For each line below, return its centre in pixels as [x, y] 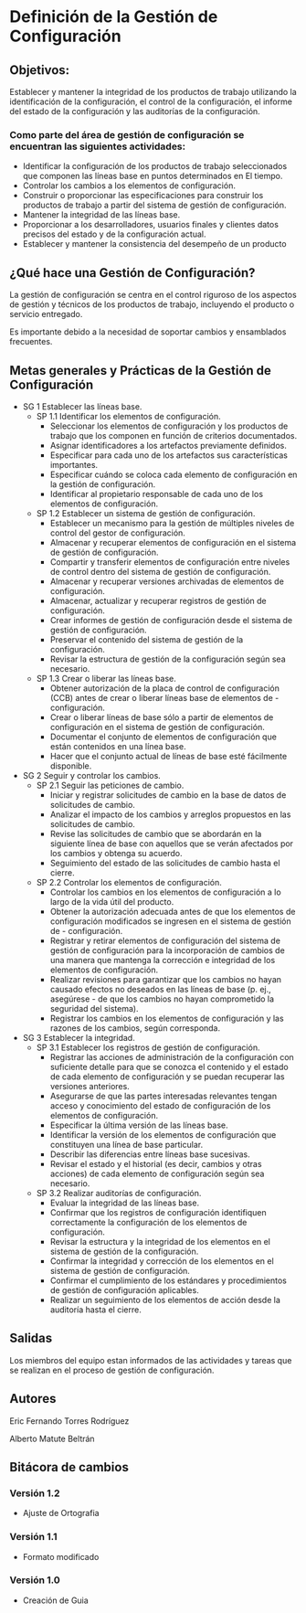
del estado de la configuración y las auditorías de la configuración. [135, 111]
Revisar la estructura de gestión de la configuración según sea [168, 659]
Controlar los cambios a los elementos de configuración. [129, 186]
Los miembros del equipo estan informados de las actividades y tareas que [151, 1360]
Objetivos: [40, 70]
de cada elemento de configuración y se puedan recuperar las [167, 1077]
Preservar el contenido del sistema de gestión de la [147, 639]
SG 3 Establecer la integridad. [79, 1037]
